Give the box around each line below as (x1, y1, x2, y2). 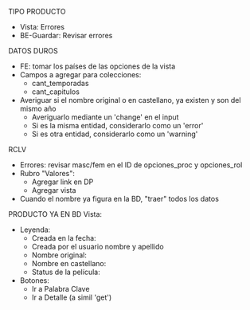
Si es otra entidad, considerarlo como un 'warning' (31, 129, 198, 139)
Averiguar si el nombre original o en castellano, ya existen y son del (19, 96, 241, 104)
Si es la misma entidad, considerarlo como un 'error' (31, 121, 204, 130)
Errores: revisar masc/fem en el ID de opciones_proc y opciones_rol (19, 160, 243, 170)
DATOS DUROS (8, 46, 58, 55)
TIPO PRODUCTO (8, 7, 66, 16)
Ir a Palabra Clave (31, 284, 90, 293)
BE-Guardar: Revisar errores (19, 31, 113, 40)
